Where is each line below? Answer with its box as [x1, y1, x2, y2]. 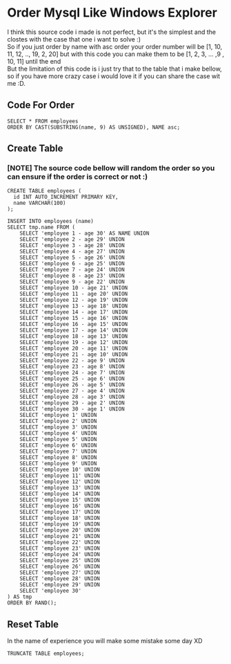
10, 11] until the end [7, 57, 61, 65]
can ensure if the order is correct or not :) [7, 172, 148, 181]
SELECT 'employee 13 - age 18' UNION [19, 303, 128, 309]
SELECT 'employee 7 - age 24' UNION [19, 267, 125, 273]
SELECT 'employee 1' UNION [19, 412, 97, 419]
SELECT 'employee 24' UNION [19, 551, 100, 558]
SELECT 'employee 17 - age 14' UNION [19, 327, 128, 334]
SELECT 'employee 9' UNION [19, 460, 97, 467]
